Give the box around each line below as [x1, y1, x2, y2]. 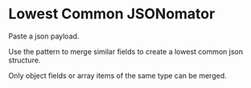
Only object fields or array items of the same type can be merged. [8, 70, 227, 80]
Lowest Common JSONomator [8, 5, 216, 23]
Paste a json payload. [8, 31, 80, 41]
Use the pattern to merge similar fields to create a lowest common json [8, 46, 244, 56]
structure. [8, 55, 41, 65]
